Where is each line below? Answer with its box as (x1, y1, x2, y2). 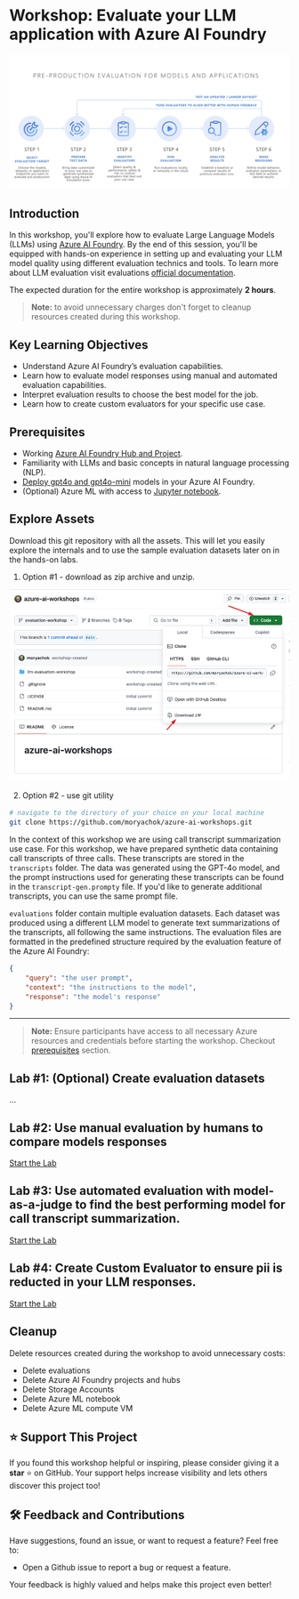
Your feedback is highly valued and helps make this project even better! (9, 1579, 272, 1590)
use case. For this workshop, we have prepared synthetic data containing (9, 844, 279, 854)
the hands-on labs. (9, 553, 78, 565)
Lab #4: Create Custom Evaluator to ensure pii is (9, 1261, 283, 1276)
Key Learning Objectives (9, 337, 149, 352)
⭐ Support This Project (9, 1429, 138, 1444)
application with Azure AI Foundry (9, 24, 267, 44)
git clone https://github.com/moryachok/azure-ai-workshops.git (9, 818, 253, 828)
